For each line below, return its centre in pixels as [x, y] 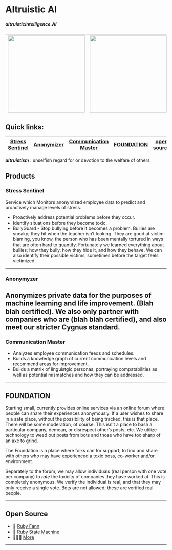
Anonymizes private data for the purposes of [79, 295]
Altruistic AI [31, 9]
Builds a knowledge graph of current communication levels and [79, 359]
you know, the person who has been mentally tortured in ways [98, 239]
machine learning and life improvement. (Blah [79, 303]
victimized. [24, 261]
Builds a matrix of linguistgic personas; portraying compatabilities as [85, 369]
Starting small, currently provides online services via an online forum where [85, 408]
